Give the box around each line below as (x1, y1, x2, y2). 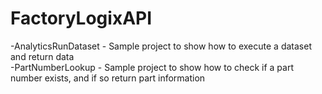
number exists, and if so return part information (10, 72, 206, 84)
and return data (10, 50, 75, 62)
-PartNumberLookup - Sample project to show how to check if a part (10, 61, 294, 73)
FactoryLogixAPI (10, 7, 153, 30)
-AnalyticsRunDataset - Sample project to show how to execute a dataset (10, 40, 312, 52)
